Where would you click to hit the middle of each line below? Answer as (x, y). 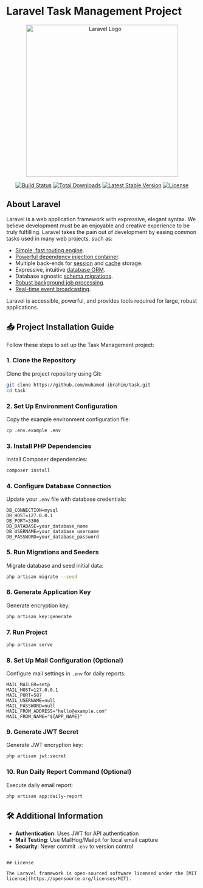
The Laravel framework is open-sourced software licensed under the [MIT (102, 873)
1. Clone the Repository (41, 360)
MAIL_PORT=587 (24, 695)
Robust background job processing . (60, 282)
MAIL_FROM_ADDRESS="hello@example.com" (57, 711)
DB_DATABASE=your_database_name (47, 526)
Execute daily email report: (40, 785)
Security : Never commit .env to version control (74, 847)
